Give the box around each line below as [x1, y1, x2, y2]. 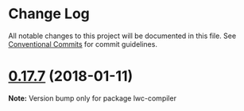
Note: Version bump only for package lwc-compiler [8, 93, 177, 103]
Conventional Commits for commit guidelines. [8, 39, 157, 48]
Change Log [8, 5, 90, 23]
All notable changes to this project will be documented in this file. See [8, 31, 237, 40]
